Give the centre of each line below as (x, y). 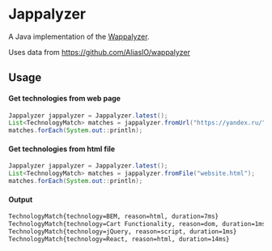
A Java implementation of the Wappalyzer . (79, 36)
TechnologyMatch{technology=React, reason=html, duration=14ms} (119, 239)
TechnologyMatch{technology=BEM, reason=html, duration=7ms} (114, 217)
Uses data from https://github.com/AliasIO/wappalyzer (99, 52)
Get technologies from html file (62, 149)
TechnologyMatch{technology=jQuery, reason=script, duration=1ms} (123, 232)
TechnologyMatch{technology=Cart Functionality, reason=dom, (114, 224)
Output (21, 199)
